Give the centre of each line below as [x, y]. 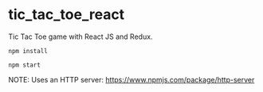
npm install [28, 51]
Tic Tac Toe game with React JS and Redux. [80, 36]
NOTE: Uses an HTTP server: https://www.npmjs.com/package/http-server [131, 79]
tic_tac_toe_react [67, 15]
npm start [25, 65]
